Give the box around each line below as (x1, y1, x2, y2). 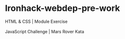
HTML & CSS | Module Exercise (5, 19, 68, 24)
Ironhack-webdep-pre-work (5, 3, 120, 14)
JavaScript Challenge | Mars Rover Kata (5, 29, 84, 34)
